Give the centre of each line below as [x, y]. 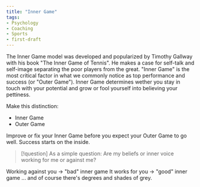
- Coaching [20, 28]
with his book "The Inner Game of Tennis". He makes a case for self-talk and [100, 63]
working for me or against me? [59, 160]
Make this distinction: [32, 106]
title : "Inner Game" [32, 12]
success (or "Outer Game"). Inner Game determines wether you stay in [93, 82]
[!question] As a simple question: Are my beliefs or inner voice [97, 154]
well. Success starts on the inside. [48, 142]
